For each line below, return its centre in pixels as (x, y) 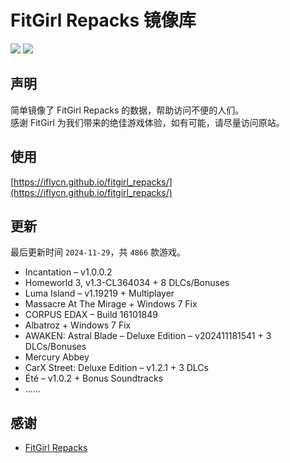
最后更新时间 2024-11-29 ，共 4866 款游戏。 (98, 252)
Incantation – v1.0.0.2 (68, 272)
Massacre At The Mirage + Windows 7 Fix (111, 304)
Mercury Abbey (57, 357)
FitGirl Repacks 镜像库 (103, 20)
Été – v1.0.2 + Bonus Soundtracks (94, 378)
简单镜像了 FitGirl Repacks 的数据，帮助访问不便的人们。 (127, 110)
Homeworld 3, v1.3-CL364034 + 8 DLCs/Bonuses (127, 283)
